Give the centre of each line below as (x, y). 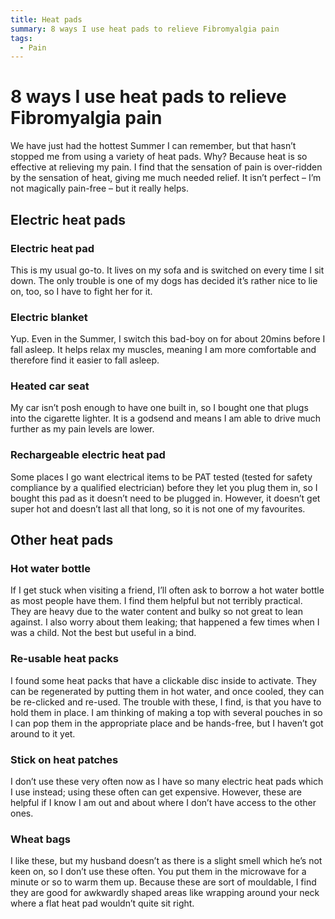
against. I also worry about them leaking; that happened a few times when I (165, 622)
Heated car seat (50, 386)
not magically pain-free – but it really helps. (99, 188)
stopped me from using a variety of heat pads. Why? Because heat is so (159, 157)
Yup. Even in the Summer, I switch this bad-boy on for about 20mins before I (168, 339)
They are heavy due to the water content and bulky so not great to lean (156, 612)
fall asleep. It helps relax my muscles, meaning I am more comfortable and (163, 350)
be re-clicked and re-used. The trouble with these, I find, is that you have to (166, 702)
